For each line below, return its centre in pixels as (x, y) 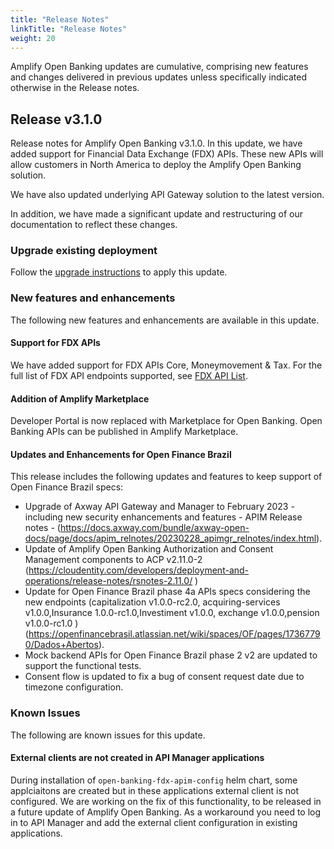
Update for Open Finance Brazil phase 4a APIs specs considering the (167, 592)
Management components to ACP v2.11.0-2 (113, 560)
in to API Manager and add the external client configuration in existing (154, 822)
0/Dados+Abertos (61, 645)
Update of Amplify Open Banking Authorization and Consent (149, 549)
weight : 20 (33, 38)
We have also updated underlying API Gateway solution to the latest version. (167, 195)
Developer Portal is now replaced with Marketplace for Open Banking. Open (166, 421)
